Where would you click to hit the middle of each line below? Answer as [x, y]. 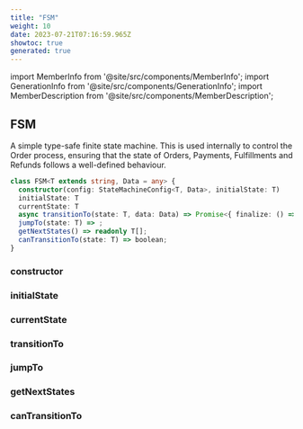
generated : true [40, 51]
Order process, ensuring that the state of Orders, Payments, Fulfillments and [151, 155]
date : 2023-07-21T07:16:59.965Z [71, 34]
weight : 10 [31, 26]
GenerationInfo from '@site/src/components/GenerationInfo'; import [137, 86]
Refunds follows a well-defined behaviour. [89, 165]
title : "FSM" [35, 18]
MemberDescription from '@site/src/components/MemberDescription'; [142, 96]
